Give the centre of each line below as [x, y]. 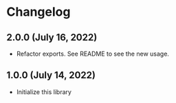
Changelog [38, 12]
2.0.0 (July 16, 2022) [52, 37]
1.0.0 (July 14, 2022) [51, 75]
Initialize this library [44, 92]
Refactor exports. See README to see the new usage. [93, 54]
